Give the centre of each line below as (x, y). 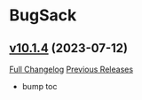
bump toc (39, 86)
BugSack (43, 15)
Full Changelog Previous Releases (71, 69)
